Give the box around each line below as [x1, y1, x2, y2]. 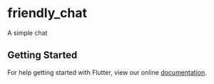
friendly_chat [7, 5, 88, 21]
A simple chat [7, 28, 48, 37]
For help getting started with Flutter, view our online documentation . [7, 68, 207, 76]
